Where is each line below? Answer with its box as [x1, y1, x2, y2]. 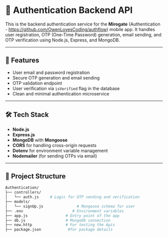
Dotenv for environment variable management [12, 147, 108, 153]
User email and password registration [12, 69, 90, 75]
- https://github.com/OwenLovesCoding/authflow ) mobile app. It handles [5, 26, 155, 32]
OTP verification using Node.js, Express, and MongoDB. [5, 37, 120, 43]
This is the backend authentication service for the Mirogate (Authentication [5, 21, 161, 27]
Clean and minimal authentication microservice [12, 90, 109, 96]
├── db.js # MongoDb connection [5, 217, 111, 223]
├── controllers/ [5, 190, 41, 195]
